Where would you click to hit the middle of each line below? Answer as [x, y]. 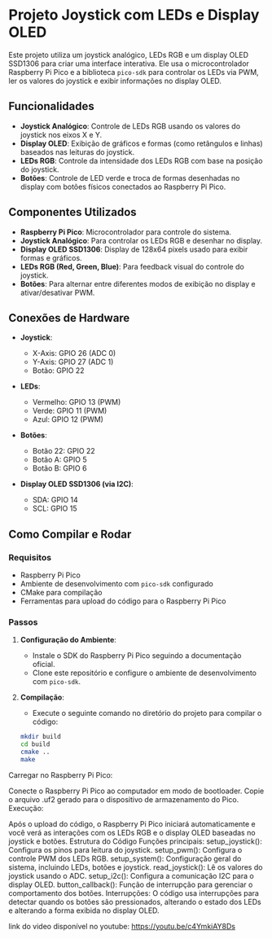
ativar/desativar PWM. [57, 292]
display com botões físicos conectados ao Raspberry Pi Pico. [123, 186]
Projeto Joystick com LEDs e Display [134, 15]
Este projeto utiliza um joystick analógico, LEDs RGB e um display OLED [129, 55]
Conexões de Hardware [69, 318]
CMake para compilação [61, 593]
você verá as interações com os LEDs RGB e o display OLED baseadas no [132, 832]
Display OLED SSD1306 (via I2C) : [77, 484]
